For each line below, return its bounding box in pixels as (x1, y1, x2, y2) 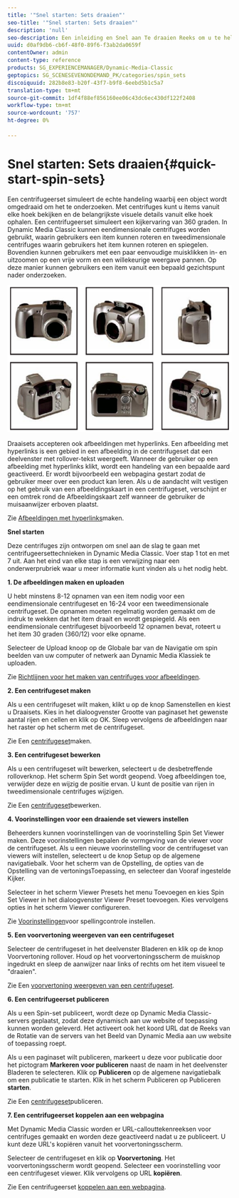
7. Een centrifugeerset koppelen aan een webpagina (7, 1110, 164, 1120)
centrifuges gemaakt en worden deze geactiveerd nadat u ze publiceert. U (7, 1132, 226, 1141)
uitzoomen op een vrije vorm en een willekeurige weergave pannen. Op (7, 255, 217, 264)
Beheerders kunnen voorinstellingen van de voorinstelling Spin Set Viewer (7, 828, 225, 837)
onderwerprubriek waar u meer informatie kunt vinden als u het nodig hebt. (7, 564, 228, 572)
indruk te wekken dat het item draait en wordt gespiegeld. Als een (7, 614, 201, 623)
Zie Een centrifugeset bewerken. (7, 801, 102, 809)
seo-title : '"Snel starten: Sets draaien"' (7, 19, 139, 26)
